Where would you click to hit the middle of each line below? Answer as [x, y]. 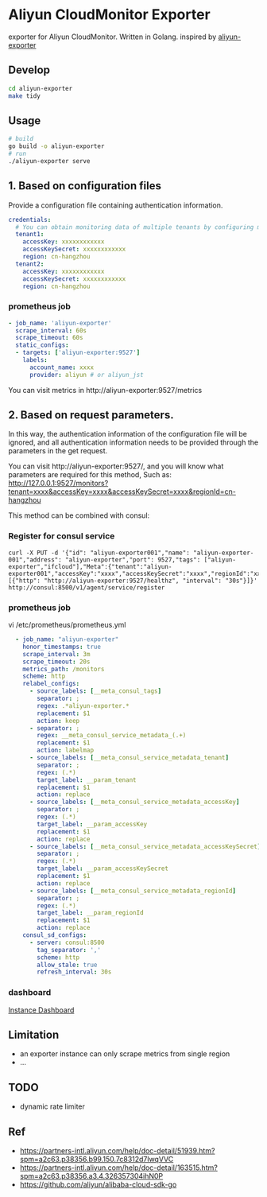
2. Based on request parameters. [91, 415]
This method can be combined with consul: [79, 515]
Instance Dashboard [41, 1010]
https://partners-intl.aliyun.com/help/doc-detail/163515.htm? [119, 1168]
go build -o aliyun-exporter [56, 146]
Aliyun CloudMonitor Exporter [109, 15]
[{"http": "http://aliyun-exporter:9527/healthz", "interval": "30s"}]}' [133, 581]
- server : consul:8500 [67, 942]
